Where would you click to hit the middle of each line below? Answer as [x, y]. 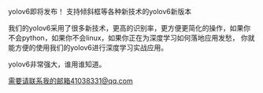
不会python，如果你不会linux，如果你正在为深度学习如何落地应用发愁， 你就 [131, 38]
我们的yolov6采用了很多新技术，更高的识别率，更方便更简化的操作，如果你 [130, 28]
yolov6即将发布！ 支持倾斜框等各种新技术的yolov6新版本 [100, 11]
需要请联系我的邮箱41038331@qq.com [70, 81]
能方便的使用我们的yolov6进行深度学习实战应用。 [88, 48]
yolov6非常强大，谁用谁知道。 [57, 64]
